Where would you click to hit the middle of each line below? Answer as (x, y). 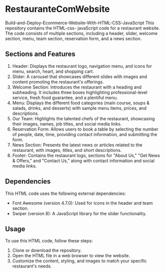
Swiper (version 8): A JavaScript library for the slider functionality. (79, 213)
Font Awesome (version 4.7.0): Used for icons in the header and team (82, 203)
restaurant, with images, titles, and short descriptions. (67, 150)
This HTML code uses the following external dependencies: (66, 193)
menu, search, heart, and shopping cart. (53, 71)
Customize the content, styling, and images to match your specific (79, 261)
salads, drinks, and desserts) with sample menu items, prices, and (79, 108)
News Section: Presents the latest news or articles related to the (77, 145)
